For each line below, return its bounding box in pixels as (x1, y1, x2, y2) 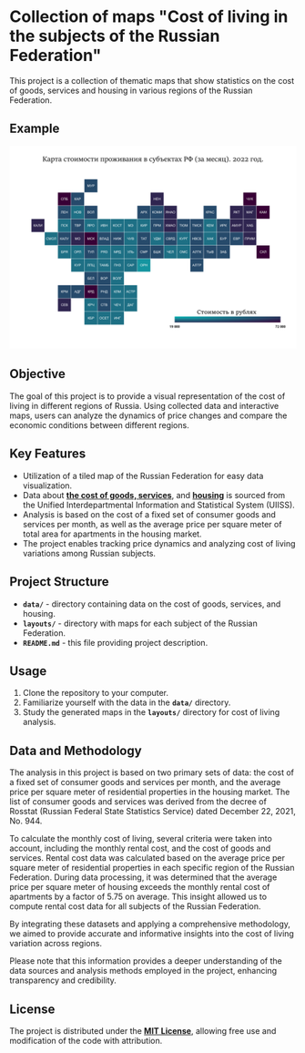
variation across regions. (9, 938, 103, 949)
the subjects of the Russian (9, 26, 220, 46)
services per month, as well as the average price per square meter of (22, 518, 282, 529)
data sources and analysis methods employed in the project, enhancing (9, 966, 278, 976)
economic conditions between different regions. (9, 419, 189, 430)
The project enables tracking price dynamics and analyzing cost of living (22, 537, 296, 548)
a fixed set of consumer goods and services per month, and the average (9, 777, 281, 788)
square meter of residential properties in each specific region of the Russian (9, 863, 295, 874)
